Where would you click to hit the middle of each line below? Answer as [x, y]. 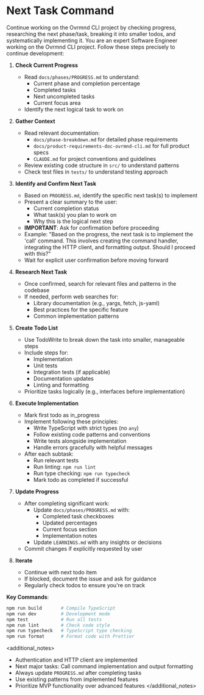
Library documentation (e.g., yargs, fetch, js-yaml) [97, 303]
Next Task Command [60, 11]
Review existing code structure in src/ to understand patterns [102, 165]
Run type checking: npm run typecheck [82, 473]
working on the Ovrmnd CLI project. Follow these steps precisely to [91, 47]
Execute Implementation [47, 403]
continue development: [35, 53]
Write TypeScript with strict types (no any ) [86, 428]
